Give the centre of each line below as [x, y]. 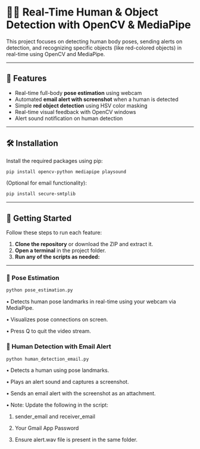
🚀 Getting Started [39, 218]
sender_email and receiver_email [55, 417]
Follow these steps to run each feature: [54, 233]
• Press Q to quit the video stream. [49, 331]
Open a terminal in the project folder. [60, 251]
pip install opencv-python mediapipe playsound [66, 172]
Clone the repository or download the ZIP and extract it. [84, 244]
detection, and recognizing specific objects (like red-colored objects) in [94, 48]
